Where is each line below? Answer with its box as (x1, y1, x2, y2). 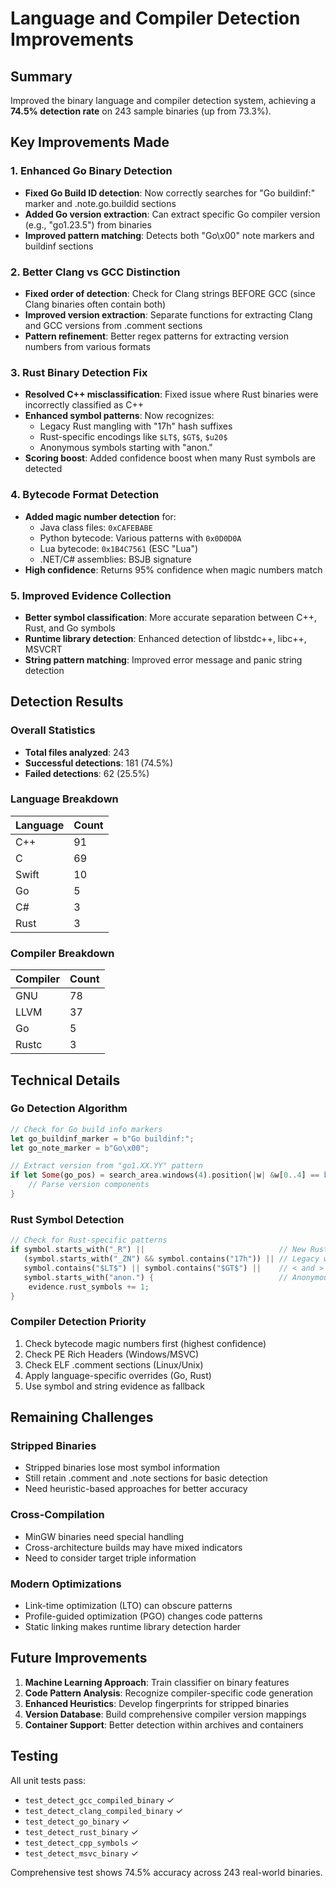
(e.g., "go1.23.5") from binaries (24, 218, 152, 231)
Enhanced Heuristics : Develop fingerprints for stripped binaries (24, 1697, 290, 1709)
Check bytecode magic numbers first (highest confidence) (24, 1337, 267, 1349)
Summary (10, 68, 73, 85)
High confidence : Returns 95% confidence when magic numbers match (24, 563, 323, 576)
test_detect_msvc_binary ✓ (24, 1847, 139, 1859)
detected (24, 463, 63, 475)
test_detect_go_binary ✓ (24, 1815, 130, 1827)
